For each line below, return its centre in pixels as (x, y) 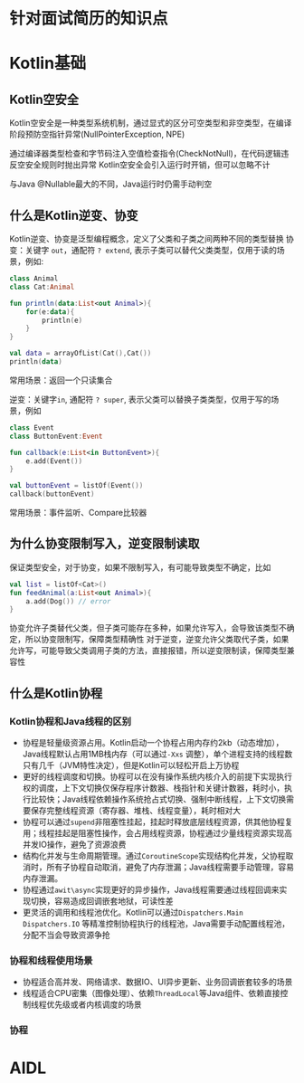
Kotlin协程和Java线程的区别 (71, 721)
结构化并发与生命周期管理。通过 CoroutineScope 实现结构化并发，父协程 (154, 855)
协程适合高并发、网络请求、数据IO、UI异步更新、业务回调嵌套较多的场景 (157, 982)
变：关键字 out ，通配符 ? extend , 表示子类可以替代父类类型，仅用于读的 (143, 250)
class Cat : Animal (42, 287)
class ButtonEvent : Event (56, 436)
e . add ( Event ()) (54, 461)
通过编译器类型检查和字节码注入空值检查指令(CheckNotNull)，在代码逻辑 (145, 154)
